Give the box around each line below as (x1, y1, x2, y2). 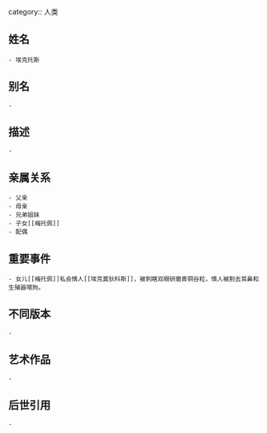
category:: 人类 (8, 7, 59, 16)
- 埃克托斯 (8, 55, 40, 64)
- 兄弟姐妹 (8, 211, 40, 219)
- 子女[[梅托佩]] (8, 220, 60, 228)
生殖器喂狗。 (8, 284, 45, 292)
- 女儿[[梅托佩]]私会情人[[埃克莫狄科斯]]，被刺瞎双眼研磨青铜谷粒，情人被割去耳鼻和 (8, 275, 259, 283)
